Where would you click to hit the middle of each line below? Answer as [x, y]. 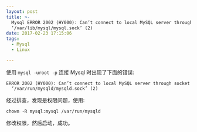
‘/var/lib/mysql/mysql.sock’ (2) [52, 28]
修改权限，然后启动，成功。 [40, 123]
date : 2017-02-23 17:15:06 [39, 33]
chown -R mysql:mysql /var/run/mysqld [53, 111]
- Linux [21, 50]
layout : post [22, 11]
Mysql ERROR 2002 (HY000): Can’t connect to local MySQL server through [102, 22]
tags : [13, 39]
